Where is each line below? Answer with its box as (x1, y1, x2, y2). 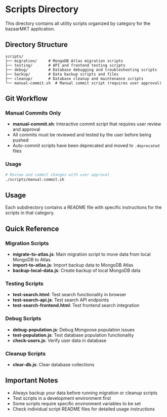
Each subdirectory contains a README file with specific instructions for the (5, 204, 162, 211)
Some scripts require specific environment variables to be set (12, 400, 141, 406)
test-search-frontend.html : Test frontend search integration (12, 302, 140, 308)
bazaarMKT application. (5, 25, 55, 31)
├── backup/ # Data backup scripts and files (5, 72, 119, 77)
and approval (12, 126, 40, 132)
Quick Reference (5, 224, 59, 233)
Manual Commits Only (5, 110, 61, 117)
